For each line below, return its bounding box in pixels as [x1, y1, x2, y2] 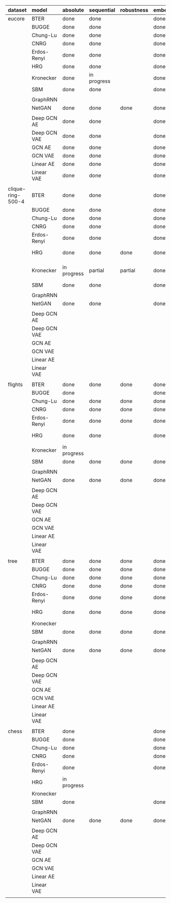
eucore [8, 15, 25, 22]
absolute [62, 7, 84, 13]
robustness [120, 7, 149, 13]
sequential [89, 7, 116, 13]
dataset [8, 7, 27, 13]
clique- [8, 186, 26, 192]
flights [8, 381, 23, 388]
